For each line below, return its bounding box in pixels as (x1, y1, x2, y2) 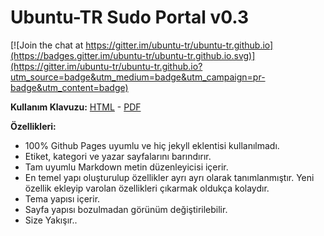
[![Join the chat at (10, 39, 84, 51)
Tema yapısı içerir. (24, 192, 101, 205)
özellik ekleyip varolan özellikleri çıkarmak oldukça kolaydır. (24, 182, 270, 194)
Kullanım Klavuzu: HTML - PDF (10, 101, 142, 113)
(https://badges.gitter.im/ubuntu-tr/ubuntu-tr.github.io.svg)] (10, 49, 256, 61)
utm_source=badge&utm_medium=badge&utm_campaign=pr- (10, 71, 266, 83)
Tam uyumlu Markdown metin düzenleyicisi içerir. (24, 161, 229, 173)
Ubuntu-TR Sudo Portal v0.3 (10, 6, 250, 29)
